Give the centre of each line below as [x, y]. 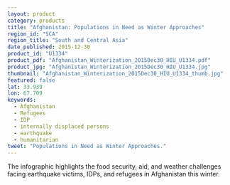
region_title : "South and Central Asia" [68, 41]
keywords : [22, 100]
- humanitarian [36, 139]
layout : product [31, 14]
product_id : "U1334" [38, 54]
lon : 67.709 [25, 93]
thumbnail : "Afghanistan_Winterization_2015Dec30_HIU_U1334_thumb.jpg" [115, 73]
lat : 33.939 [25, 87]
